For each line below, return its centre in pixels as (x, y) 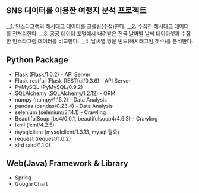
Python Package (37, 60)
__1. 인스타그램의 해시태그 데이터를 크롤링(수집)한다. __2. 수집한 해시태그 (90, 26)
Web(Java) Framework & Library (67, 164)
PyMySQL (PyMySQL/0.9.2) (49, 87)
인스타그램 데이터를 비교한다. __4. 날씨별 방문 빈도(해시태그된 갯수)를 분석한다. (103, 41)
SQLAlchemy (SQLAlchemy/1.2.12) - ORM (65, 93)
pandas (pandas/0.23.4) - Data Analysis (64, 106)
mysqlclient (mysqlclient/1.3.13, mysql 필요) (67, 132)
